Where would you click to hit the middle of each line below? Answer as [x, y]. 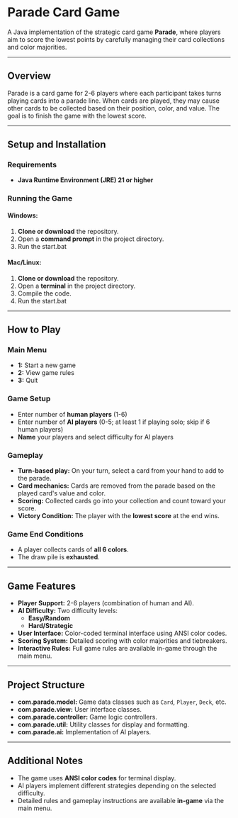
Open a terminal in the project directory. [76, 286]
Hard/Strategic [50, 626]
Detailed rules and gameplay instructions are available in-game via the [121, 800]
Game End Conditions [45, 534]
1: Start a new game [47, 365]
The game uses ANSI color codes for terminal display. [97, 778]
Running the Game [40, 198]
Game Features [42, 586]
